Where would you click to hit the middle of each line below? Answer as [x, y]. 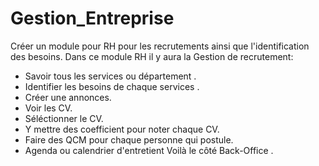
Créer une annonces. [68, 97]
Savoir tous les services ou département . [110, 76]
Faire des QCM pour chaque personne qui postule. [129, 139]
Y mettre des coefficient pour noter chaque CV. [122, 129]
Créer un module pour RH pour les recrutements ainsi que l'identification [160, 46]
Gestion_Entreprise [92, 18]
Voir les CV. [48, 108]
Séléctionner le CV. [64, 118]
